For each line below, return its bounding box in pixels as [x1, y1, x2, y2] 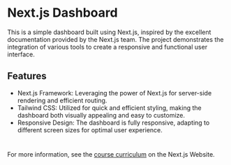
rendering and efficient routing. [17, 96, 107, 104]
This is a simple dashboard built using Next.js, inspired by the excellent [7, 28, 211, 36]
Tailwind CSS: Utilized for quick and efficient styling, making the [17, 103, 202, 112]
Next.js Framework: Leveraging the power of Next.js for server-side [17, 88, 212, 97]
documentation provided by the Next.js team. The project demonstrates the [7, 35, 225, 43]
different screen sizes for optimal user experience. [17, 125, 163, 134]
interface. [7, 50, 35, 58]
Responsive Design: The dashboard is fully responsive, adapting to [17, 118, 210, 127]
